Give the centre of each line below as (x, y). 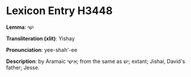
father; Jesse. (23, 67)
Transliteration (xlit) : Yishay (40, 38)
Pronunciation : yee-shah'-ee (42, 50)
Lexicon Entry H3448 (60, 11)
